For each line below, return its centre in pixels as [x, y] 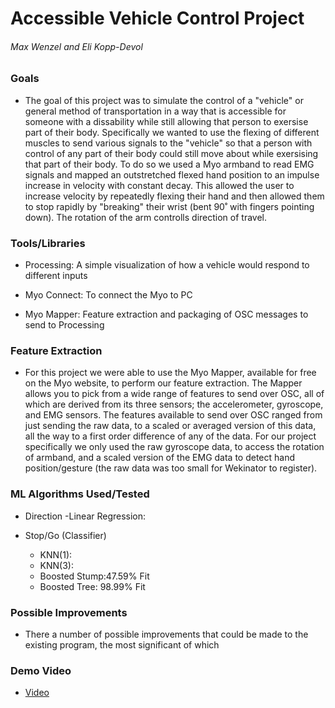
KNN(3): [56, 565]
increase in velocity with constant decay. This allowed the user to [159, 185]
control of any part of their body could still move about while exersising [171, 153]
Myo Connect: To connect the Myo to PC [108, 295]
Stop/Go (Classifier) [65, 535]
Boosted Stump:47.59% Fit [94, 576]
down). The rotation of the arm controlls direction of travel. [145, 217]
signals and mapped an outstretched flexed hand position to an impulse [172, 174]
